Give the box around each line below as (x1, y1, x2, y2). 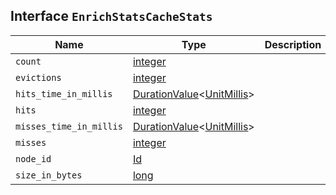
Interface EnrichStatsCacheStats (10, 8, 213, 25)
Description (264, 37, 322, 51)
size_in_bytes (15, 169, 83, 181)
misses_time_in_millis (15, 120, 123, 132)
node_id (15, 153, 52, 164)
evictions (15, 72, 62, 83)
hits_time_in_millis (15, 88, 113, 99)
